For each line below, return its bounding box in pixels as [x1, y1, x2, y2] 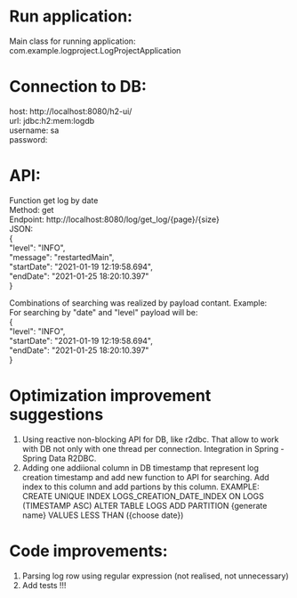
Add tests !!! [21, 579, 67, 590]
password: [9, 134, 48, 144]
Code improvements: [9, 541, 168, 561]
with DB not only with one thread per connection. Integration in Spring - [21, 443, 285, 454]
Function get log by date [9, 194, 99, 206]
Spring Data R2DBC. [21, 453, 97, 463]
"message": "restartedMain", [9, 251, 115, 262]
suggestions [9, 405, 104, 424]
